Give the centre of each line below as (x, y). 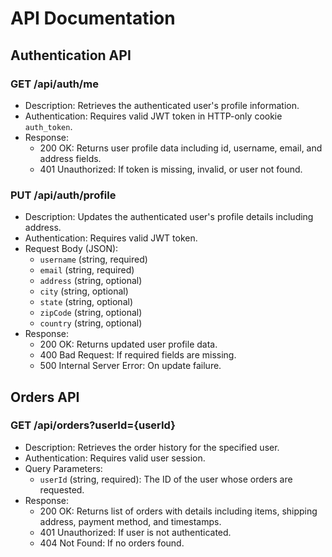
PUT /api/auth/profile (63, 195)
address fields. (70, 158)
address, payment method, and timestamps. (130, 521)
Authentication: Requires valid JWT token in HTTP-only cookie (153, 116)
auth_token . (48, 126)
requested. (62, 489)
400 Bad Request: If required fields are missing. (138, 355)
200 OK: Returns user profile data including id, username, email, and (181, 148)
